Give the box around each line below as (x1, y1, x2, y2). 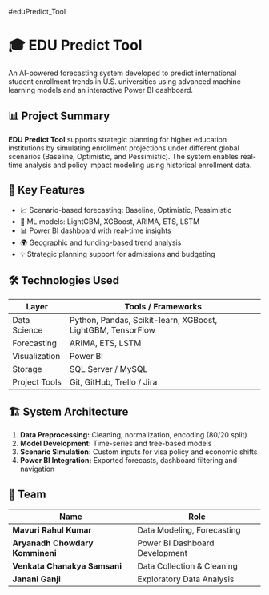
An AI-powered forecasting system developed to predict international (8, 68, 237, 78)
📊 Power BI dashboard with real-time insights (19, 226, 171, 235)
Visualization (12, 351, 61, 362)
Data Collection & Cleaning (137, 561, 238, 571)
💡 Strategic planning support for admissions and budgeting (19, 249, 215, 258)
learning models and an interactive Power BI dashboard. (8, 85, 194, 94)
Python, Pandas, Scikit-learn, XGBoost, (69, 315, 218, 326)
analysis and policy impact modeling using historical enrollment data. (24, 160, 252, 170)
